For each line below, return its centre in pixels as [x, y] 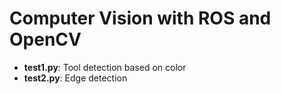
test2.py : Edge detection [75, 78]
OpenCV [45, 39]
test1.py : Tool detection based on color [105, 67]
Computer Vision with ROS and [140, 18]
